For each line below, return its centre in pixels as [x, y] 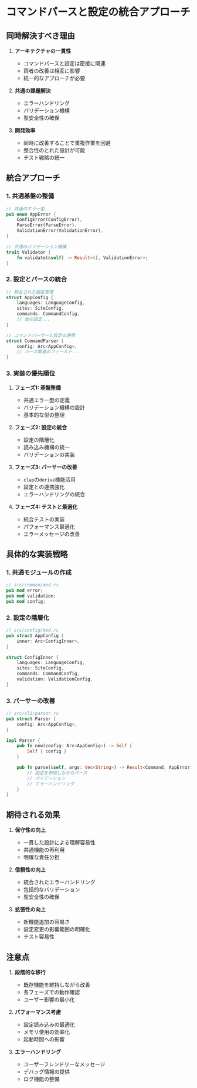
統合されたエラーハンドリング [59, 882]
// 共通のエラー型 [26, 209]
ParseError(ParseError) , [47, 225]
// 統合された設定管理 [30, 292]
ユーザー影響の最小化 [49, 999]
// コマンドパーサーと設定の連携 [40, 335]
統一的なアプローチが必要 [54, 78]
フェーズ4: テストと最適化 [46, 506]
